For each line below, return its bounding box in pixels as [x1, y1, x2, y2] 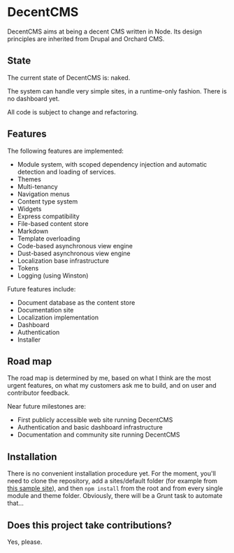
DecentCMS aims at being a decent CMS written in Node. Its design [7, 27, 203, 36]
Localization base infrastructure [17, 256, 110, 265]
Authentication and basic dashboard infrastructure [17, 423, 163, 432]
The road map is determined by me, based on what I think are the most [7, 374, 212, 382]
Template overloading [17, 234, 80, 243]
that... [7, 499, 24, 508]
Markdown [17, 227, 49, 235]
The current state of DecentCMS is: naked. [7, 73, 131, 82]
